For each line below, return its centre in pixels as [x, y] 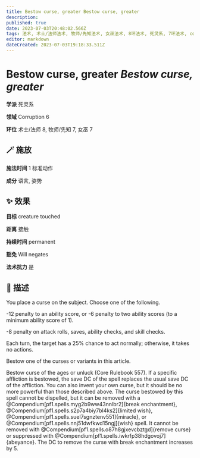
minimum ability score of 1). [40, 320]
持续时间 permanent [31, 242]
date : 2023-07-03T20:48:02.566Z [46, 28]
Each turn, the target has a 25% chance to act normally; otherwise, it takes [98, 343]
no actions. [20, 350]
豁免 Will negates [27, 255]
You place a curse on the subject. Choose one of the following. [83, 302]
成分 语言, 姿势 [24, 181]
